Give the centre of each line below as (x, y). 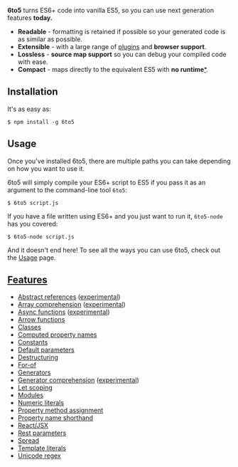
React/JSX (33, 426)
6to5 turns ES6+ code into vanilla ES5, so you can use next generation (111, 10)
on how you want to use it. (46, 168)
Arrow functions (41, 320)
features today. (30, 18)
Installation (33, 92)
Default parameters (46, 350)
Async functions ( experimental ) (64, 312)
